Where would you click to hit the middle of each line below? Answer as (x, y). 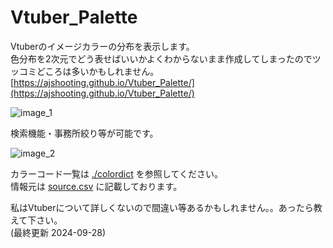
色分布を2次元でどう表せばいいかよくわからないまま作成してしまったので (161, 58)
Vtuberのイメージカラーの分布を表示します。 (102, 46)
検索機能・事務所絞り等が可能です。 (84, 133)
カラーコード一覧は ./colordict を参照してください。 (116, 173)
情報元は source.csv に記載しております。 (96, 186)
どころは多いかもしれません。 (98, 71)
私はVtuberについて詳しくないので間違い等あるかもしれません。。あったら (162, 207)
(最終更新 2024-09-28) (58, 232)
